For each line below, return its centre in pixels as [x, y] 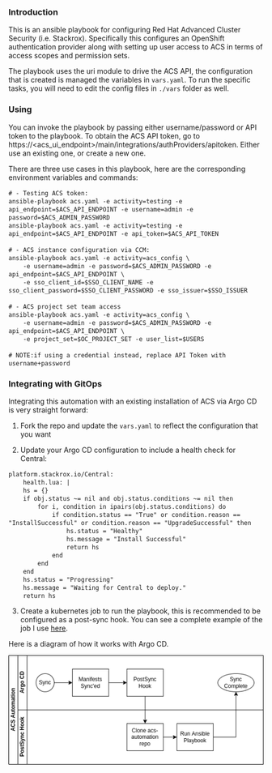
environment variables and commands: [73, 177]
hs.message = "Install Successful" [126, 539]
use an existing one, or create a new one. [77, 153]
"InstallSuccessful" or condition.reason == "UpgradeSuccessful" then [130, 523]
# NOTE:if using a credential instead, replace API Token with [117, 355]
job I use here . [44, 628]
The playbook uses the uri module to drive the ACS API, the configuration [131, 71]
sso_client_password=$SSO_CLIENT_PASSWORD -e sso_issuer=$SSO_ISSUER [128, 290]
